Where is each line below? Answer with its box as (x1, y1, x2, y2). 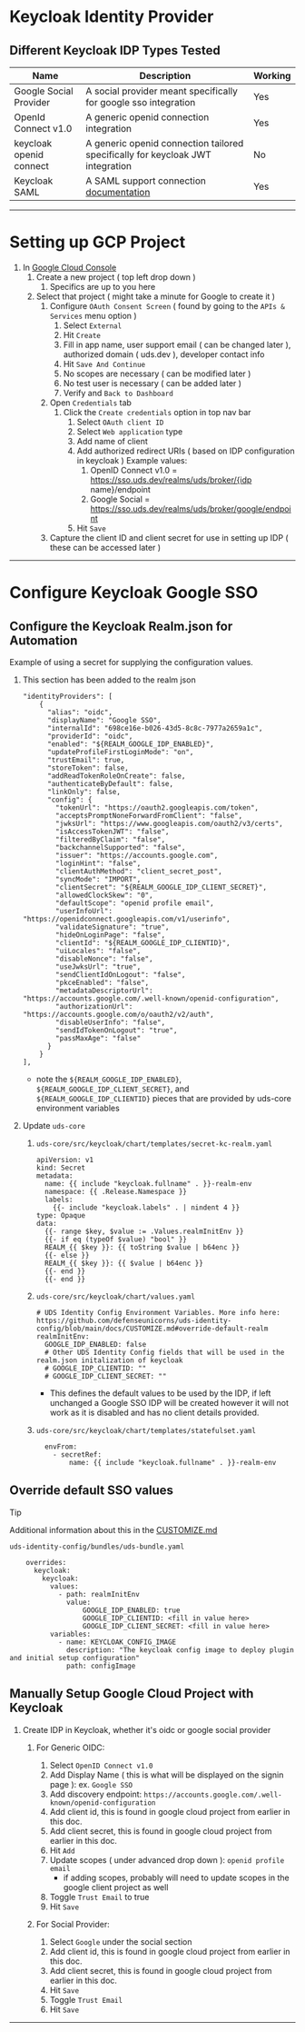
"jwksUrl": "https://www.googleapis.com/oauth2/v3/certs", (55, 819, 283, 828)
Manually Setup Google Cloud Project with (9, 1686, 254, 1701)
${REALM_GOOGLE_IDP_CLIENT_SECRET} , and (35, 1083, 190, 1094)
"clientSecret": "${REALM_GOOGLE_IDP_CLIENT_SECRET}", (55, 882, 268, 891)
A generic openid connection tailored (85, 137, 244, 149)
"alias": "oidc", (46, 707, 113, 717)
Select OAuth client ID (76, 416, 164, 427)
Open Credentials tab (49, 397, 132, 408)
